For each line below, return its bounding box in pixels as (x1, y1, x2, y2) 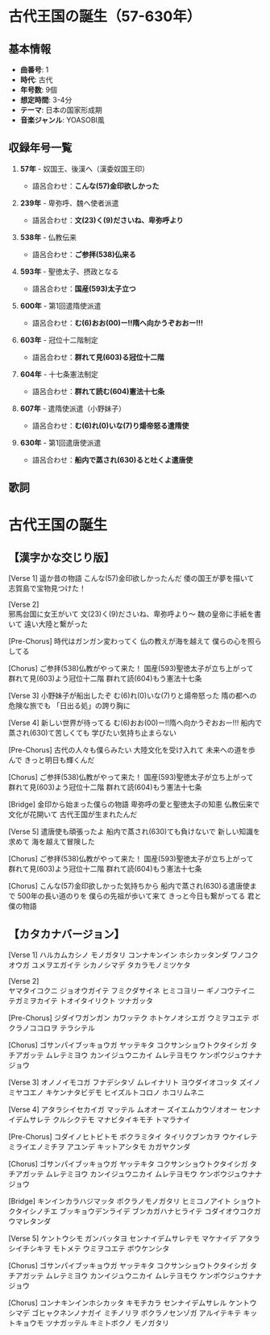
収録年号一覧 (8, 141, 73, 155)
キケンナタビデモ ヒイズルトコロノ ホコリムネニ (45, 1088, 205, 1097)
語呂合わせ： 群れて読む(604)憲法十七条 (31, 386, 165, 396)
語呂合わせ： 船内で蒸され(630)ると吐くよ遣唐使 (31, 454, 193, 464)
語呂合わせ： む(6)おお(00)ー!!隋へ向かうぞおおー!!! (31, 317, 204, 327)
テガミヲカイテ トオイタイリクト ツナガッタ (8, 996, 154, 1005)
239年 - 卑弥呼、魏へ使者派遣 (19, 198, 119, 208)
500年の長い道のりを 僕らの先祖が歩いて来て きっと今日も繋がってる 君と (17, 891, 262, 901)
